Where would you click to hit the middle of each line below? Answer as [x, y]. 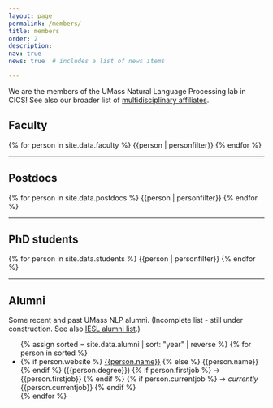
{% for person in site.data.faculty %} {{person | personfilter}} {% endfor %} [135, 145]
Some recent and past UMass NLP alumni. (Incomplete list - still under [126, 320]
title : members [34, 31]
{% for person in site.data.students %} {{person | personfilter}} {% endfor [132, 259]
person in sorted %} [54, 353]
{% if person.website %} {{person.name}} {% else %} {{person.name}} [139, 362]
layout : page [30, 16]
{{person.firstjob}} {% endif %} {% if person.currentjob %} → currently [139, 379]
